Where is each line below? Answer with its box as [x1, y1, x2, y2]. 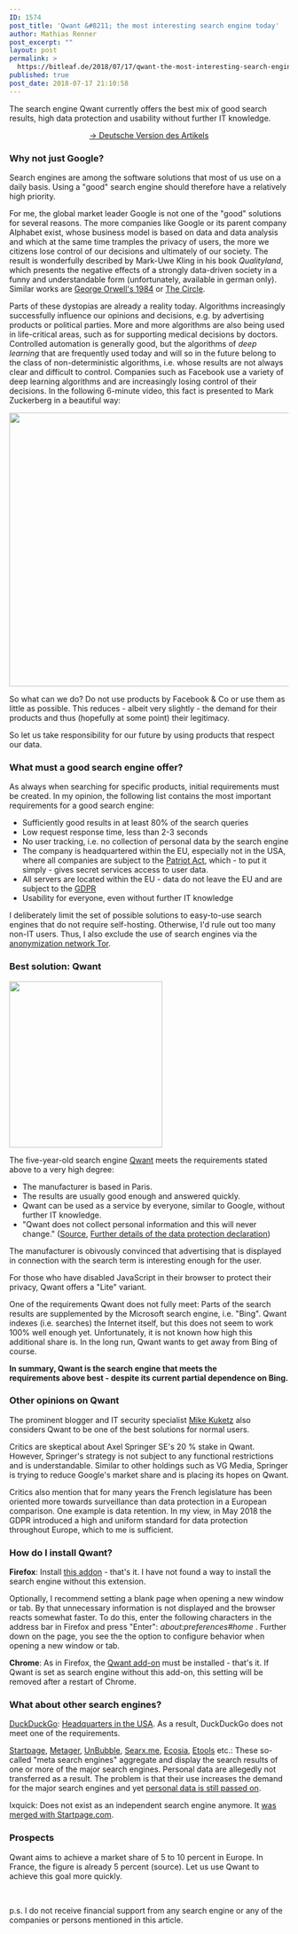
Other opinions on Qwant [9, 1394, 120, 1406]
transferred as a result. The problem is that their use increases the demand [9, 1773, 283, 1784]
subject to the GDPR [21, 883, 97, 894]
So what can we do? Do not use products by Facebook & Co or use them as [9, 693, 286, 704]
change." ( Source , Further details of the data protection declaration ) [21, 1228, 271, 1239]
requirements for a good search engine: [9, 800, 154, 811]
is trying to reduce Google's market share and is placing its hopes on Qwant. [9, 1469, 289, 1480]
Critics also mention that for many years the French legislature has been [9, 1486, 272, 1497]
